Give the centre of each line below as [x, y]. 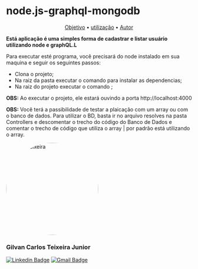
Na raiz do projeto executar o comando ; [64, 86]
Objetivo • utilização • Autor [99, 27]
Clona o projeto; [34, 74]
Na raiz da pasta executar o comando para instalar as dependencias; [98, 80]
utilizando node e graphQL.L [42, 45]
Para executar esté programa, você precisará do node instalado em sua [93, 56]
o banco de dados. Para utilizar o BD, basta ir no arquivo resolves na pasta [97, 116]
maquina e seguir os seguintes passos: [54, 63]
